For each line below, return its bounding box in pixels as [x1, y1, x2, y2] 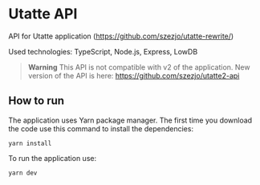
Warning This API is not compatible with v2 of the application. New [27, 62, 250, 72]
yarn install [8, 139, 52, 147]
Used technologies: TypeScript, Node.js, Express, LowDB [8, 46, 198, 56]
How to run [8, 94, 65, 108]
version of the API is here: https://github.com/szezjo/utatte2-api [27, 70, 240, 80]
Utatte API [8, 5, 78, 23]
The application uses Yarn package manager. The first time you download [8, 115, 253, 125]
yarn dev [8, 169, 38, 177]
